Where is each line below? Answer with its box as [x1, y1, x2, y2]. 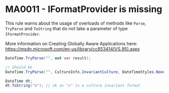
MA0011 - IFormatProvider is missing [5, 4, 162, 15]
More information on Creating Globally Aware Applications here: [5, 40, 137, 46]
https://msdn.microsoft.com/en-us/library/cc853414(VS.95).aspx [5, 46, 140, 52]
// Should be [5, 64, 33, 70]
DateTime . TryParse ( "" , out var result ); [5, 55, 92, 61]
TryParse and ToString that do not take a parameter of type [5, 25, 128, 31]
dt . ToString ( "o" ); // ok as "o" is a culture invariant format [5, 83, 141, 88]
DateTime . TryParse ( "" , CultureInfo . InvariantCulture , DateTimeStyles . [5, 69, 156, 74]
